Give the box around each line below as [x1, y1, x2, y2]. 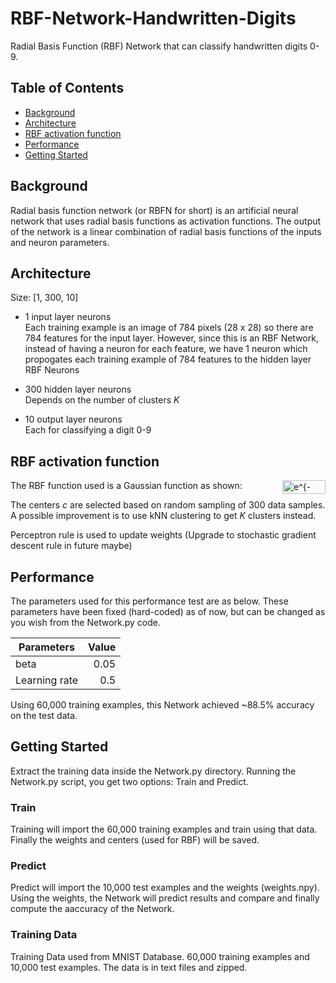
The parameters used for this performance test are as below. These [10, 595, 289, 607]
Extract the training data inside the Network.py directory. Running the [10, 765, 297, 777]
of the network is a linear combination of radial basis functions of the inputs [10, 225, 322, 237]
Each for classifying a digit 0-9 [24, 424, 152, 436]
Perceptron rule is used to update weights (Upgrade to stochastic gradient [10, 529, 317, 541]
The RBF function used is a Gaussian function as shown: [10, 480, 243, 492]
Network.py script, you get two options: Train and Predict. [10, 775, 249, 787]
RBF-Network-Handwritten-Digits [10, 7, 297, 30]
